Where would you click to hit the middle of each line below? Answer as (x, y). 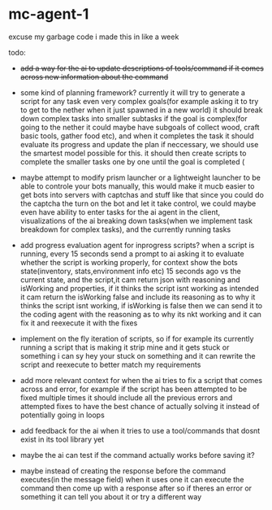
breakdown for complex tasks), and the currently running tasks (125, 229)
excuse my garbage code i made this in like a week (94, 37)
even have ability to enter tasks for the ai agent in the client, (120, 211)
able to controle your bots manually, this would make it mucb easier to (137, 186)
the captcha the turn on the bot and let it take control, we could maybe (138, 203)
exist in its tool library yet (62, 439)
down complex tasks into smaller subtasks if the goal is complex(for (134, 118)
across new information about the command (94, 76)
